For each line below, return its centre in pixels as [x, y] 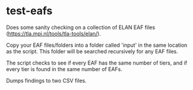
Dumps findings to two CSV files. [46, 81]
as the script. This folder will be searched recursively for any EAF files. [92, 51]
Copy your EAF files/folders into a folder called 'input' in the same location [97, 45]
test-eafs [29, 11]
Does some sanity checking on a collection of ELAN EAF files [81, 27]
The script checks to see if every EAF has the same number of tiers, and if [97, 63]
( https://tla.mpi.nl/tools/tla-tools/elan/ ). [54, 33]
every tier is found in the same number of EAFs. [64, 69]
